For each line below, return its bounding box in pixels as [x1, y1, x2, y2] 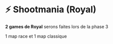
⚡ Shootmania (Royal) [5, 4, 96, 15]
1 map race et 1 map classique [5, 33, 67, 39]
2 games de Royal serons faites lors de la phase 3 [5, 23, 108, 30]
